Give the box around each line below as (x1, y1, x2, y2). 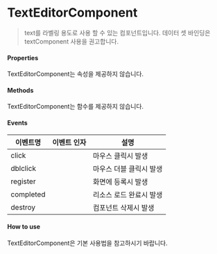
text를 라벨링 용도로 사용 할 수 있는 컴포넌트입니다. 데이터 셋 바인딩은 (24, 28, 211, 37)
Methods (7, 86, 34, 94)
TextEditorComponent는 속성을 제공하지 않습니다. (7, 70, 144, 78)
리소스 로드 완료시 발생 (92, 190, 163, 199)
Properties (7, 53, 39, 62)
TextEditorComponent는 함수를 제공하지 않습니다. (7, 102, 144, 111)
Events (7, 118, 28, 127)
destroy (10, 202, 36, 212)
